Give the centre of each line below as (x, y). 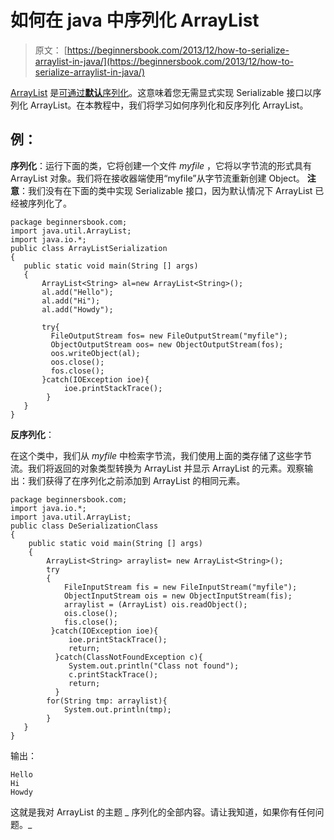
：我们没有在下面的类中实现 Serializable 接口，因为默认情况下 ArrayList (166, 190)
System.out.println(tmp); (117, 709)
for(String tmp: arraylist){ (107, 701)
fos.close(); (77, 371)
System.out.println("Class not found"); (154, 666)
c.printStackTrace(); (113, 674)
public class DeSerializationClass (84, 526)
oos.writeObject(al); (95, 353)
